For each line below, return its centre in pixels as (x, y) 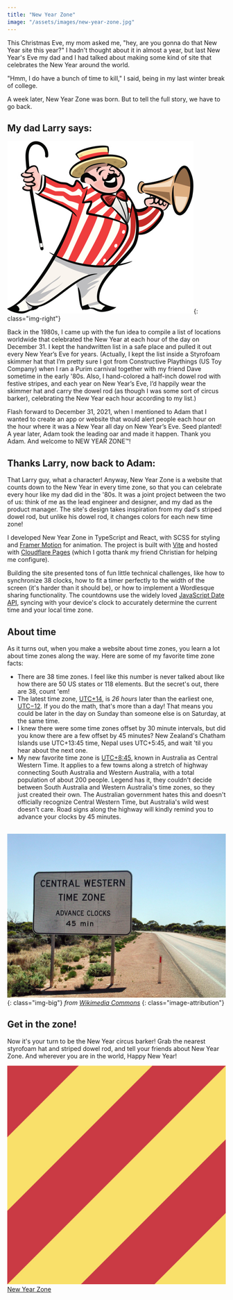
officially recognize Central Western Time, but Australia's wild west (113, 802)
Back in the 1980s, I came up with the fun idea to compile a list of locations (114, 332)
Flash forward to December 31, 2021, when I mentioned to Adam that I (107, 412)
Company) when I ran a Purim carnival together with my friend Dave (104, 369)
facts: (15, 663)
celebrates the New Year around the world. (69, 65)
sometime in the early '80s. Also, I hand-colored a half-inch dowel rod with (114, 376)
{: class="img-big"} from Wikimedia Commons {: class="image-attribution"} (116, 1002)
